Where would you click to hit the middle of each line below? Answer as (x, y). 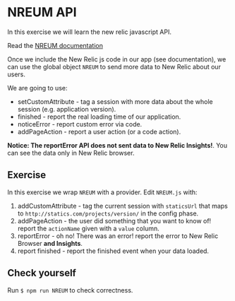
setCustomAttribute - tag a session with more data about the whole (115, 101)
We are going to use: (37, 88)
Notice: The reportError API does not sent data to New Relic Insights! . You (117, 145)
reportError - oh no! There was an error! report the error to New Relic (118, 236)
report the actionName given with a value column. (89, 228)
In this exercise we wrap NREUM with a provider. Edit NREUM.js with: (102, 192)
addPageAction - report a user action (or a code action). (99, 131)
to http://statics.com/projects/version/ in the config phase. (108, 213)
